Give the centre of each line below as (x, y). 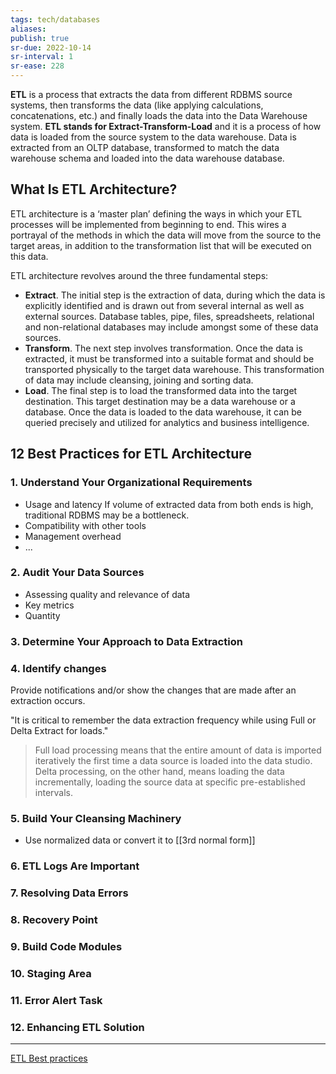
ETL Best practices (49, 1058)
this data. (29, 256)
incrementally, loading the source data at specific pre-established (170, 782)
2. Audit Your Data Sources (77, 573)
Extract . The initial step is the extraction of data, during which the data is (175, 295)
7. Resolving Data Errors (69, 893)
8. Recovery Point (54, 920)
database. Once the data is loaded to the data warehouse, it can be (163, 412)
